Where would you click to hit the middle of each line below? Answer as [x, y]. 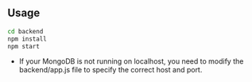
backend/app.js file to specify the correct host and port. [110, 70]
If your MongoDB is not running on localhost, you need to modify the [131, 61]
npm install [27, 39]
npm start [24, 46]
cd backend [25, 31]
